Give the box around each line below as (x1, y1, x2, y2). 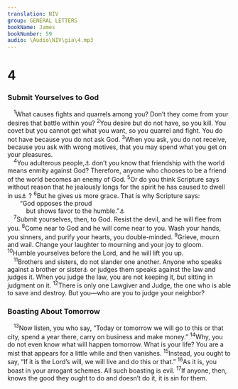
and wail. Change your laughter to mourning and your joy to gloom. (7, 240, 204, 248)
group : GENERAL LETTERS (7, 17, 78, 24)
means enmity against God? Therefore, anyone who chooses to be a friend (7, 166, 227, 175)
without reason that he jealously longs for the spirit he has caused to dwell (7, 182, 225, 191)
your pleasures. (7, 150, 53, 158)
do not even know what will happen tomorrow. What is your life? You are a (7, 340, 224, 349)
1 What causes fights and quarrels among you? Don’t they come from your (13, 109, 229, 119)
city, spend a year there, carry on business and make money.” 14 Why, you (7, 332, 223, 341)
